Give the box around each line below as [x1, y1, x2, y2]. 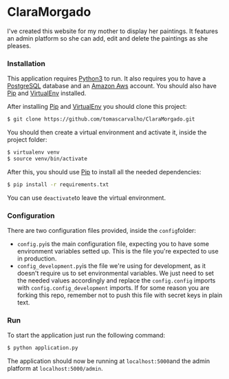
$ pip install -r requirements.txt [7, 181, 109, 188]
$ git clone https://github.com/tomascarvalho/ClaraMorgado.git [7, 116, 195, 123]
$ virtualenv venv [7, 149, 60, 156]
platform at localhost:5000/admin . [7, 365, 103, 373]
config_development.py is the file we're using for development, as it [17, 262, 206, 270]
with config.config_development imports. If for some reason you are [17, 284, 210, 292]
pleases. [7, 41, 32, 50]
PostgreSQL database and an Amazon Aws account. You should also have [7, 82, 217, 90]
